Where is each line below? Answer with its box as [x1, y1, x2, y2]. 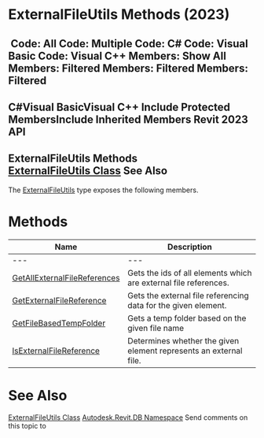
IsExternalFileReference [12, 345, 101, 356]
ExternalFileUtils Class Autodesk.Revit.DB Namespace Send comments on [8, 412, 248, 422]
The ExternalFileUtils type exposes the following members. [8, 185, 199, 195]
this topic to [8, 421, 47, 430]
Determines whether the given [127, 335, 240, 346]
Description [167, 241, 212, 252]
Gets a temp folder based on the [127, 313, 247, 324]
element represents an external [127, 345, 243, 356]
